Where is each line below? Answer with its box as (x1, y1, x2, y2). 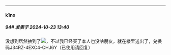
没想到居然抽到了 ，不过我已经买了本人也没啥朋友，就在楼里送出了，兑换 (5, 38, 162, 44)
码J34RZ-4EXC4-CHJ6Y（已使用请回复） (5, 44, 93, 50)
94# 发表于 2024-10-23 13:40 (5, 24, 70, 31)
